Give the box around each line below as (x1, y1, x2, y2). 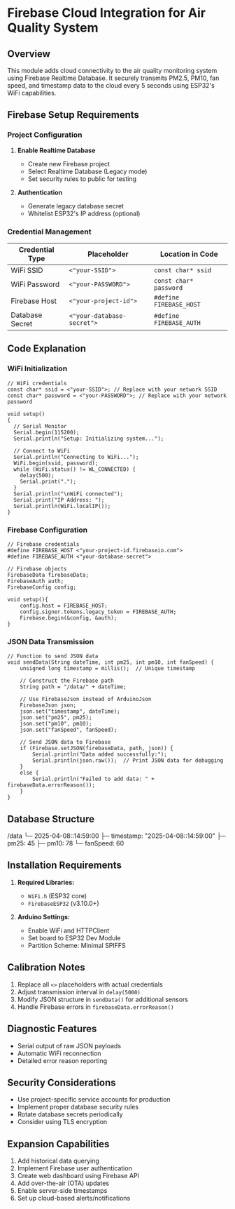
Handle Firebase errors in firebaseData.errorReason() (17, 1002, 174, 1011)
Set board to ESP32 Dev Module (27, 933, 121, 942)
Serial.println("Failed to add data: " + (32, 775, 155, 783)
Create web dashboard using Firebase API (17, 1172, 140, 1180)
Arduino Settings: (17, 912, 71, 921)
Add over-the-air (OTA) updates (17, 1179, 110, 1187)
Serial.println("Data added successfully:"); (32, 751, 168, 759)
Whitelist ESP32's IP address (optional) (27, 209, 141, 218)
